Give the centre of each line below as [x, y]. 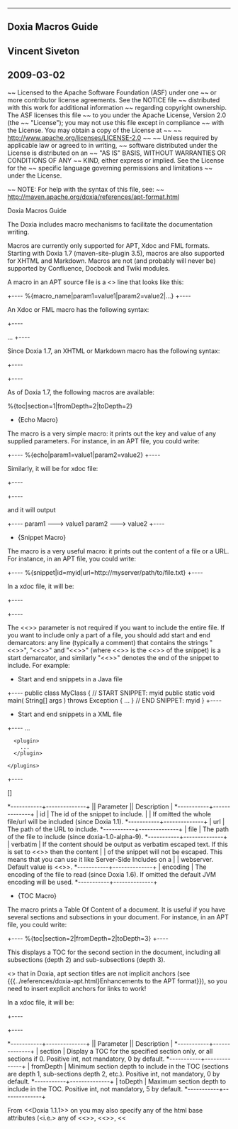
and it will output [32, 509]
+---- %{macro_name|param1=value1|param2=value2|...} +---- [99, 296]
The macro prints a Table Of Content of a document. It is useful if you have [117, 909]
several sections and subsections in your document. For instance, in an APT [118, 917]
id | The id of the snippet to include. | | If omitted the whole [125, 814]
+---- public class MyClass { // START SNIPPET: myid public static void [111, 693]
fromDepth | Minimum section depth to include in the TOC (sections [130, 1066]
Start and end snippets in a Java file [70, 679]
